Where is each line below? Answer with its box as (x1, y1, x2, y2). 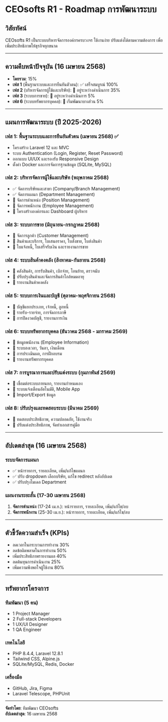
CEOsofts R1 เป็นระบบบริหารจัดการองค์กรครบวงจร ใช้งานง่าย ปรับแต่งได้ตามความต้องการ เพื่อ (5, 37, 163, 43)
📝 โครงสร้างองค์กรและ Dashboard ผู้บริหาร (12, 208, 87, 214)
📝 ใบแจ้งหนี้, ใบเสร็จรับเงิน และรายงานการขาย (12, 244, 88, 250)
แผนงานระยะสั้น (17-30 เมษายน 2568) (5, 492, 86, 499)
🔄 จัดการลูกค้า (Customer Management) (12, 233, 89, 239)
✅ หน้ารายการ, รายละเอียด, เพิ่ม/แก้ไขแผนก (12, 468, 85, 474)
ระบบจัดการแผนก (5, 456, 39, 463)
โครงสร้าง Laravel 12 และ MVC (12, 144, 69, 150)
